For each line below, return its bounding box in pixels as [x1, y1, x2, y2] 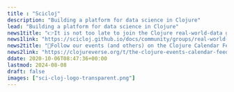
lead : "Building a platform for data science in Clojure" [7, 23, 179, 30]
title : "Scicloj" [7, 10, 61, 17]
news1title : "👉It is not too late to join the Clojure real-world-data [7, 29, 223, 37]
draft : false [7, 68, 45, 75]
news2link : [7, 49, 39, 56]
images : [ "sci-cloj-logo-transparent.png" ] [7, 74, 136, 82]
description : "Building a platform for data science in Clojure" [7, 17, 201, 24]
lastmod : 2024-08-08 [7, 62, 68, 68]
